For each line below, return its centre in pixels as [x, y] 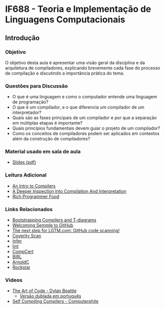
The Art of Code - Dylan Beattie [44, 291]
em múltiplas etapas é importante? [47, 123]
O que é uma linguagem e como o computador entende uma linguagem [85, 97]
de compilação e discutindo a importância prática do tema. [65, 73]
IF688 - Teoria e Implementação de [78, 9]
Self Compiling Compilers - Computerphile [55, 301]
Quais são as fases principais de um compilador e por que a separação [84, 118]
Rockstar [21, 267]
